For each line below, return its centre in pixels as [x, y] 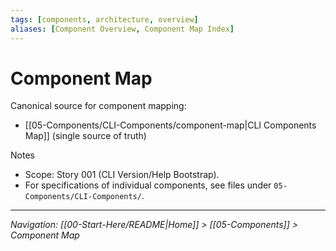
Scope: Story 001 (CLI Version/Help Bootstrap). [122, 175]
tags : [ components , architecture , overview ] [104, 19]
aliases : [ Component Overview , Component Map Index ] [122, 29]
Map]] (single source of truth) [85, 136]
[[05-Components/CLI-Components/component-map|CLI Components [170, 125]
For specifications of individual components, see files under [148, 185]
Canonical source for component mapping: [98, 106]
